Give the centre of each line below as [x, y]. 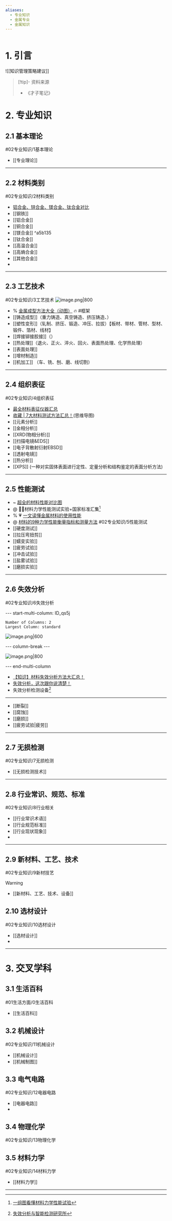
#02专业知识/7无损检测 [30, 761]
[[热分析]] [23, 460]
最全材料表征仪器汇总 [35, 409]
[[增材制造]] [25, 355]
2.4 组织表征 [25, 385]
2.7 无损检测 [25, 747]
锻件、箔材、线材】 [33, 330]
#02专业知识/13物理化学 [31, 1140]
